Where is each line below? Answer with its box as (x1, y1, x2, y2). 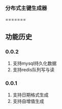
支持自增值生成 (12, 98, 44, 104)
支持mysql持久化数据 (12, 60, 57, 66)
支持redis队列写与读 (12, 66, 55, 72)
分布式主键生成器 (5, 4, 47, 11)
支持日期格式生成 (12, 92, 49, 98)
